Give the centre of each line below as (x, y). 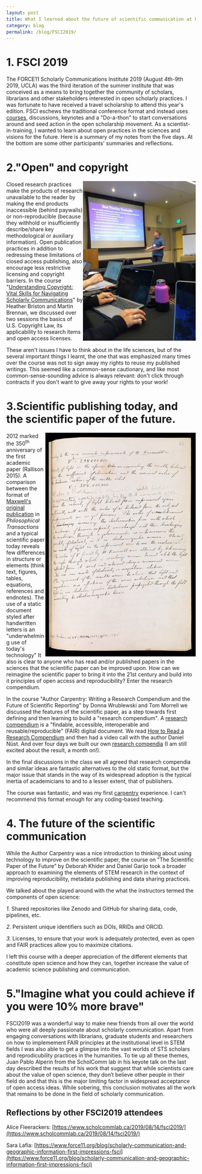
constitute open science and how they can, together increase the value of (98, 963)
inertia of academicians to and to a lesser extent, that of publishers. (90, 781)
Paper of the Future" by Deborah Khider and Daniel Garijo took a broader (96, 866)
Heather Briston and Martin (40, 306)
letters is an (21, 629)
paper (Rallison (25, 469)
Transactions (23, 527)
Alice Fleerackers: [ (30, 1127)
